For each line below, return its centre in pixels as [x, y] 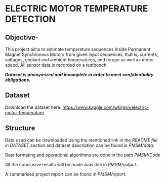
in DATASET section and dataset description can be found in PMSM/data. [80, 145]
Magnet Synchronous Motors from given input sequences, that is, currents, [82, 54]
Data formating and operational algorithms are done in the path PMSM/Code [83, 155]
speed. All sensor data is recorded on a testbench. [56, 65]
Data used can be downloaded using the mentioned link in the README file [82, 140]
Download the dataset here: [33, 107]
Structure [20, 128]
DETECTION [30, 19]
